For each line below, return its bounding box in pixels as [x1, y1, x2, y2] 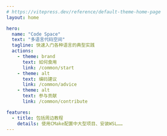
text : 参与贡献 [22, 93, 57, 99]
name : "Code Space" [11, 31, 61, 37]
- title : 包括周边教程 [11, 115, 64, 121]
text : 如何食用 [22, 59, 57, 65]
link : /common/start [22, 65, 74, 71]
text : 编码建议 [22, 76, 57, 82]
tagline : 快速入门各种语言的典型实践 [11, 42, 95, 48]
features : [6, 109, 31, 115]
